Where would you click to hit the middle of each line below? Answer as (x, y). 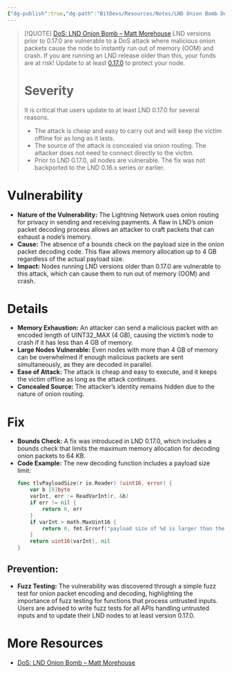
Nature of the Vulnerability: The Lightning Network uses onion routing (118, 215)
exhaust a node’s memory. (55, 237)
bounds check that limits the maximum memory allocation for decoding (118, 449)
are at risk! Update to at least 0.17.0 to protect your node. (105, 62)
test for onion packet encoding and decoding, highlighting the (105, 593)
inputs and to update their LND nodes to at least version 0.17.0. (106, 615)
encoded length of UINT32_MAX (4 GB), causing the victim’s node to (115, 335)
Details (28, 308)
